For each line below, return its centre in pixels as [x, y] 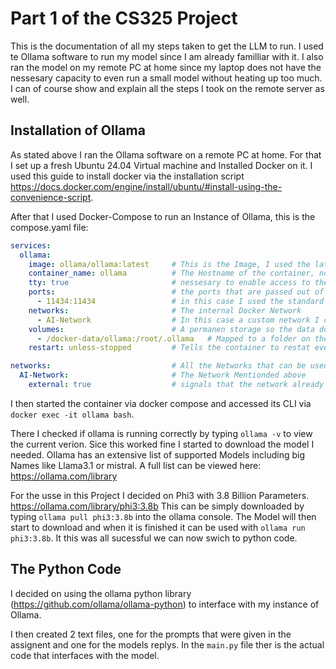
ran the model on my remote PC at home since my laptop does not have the [166, 67]
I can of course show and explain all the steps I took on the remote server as [167, 88]
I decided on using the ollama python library [101, 593]
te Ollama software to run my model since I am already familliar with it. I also [167, 56]
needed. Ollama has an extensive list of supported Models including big [158, 454]
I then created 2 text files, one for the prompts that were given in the [151, 634]
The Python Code [66, 569]
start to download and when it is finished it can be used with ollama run [158, 527]
